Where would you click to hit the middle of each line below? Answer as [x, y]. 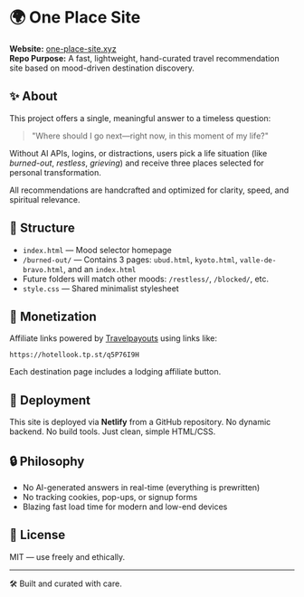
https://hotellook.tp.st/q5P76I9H [75, 355]
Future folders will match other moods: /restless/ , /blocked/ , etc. [146, 279]
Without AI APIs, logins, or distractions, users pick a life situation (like [138, 153]
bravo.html [43, 270]
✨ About [33, 96]
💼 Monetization [53, 316]
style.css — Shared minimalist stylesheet [100, 288]
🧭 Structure [42, 228]
